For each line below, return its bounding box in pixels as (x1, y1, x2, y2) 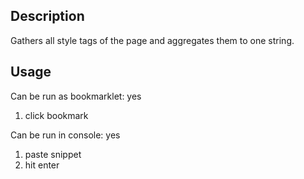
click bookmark (24, 109, 89, 121)
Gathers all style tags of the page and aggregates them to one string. (10, 34, 295, 46)
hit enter (24, 159, 60, 171)
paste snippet (24, 148, 82, 160)
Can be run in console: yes (10, 129, 121, 141)
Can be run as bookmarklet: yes (10, 90, 142, 102)
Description (10, 8, 85, 25)
